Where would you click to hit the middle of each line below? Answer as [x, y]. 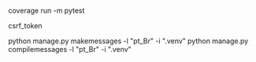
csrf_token [25, 26]
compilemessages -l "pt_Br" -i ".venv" [70, 49]
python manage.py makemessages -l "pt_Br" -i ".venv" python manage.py [128, 41]
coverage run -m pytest [46, 11]
